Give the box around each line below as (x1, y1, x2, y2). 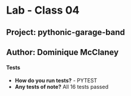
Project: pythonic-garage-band (6, 27, 125, 37)
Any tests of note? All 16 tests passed (14, 84, 109, 91)
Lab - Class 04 (6, 4, 80, 17)
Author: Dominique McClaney (6, 47, 119, 57)
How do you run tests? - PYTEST (14, 77, 98, 84)
